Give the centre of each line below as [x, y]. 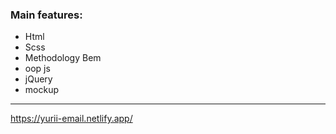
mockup [41, 90]
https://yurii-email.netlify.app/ [71, 119]
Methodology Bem [63, 58]
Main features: [46, 15]
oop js [37, 69]
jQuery [38, 79]
